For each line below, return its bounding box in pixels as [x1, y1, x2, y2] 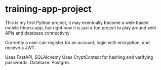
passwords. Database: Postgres [5, 59, 70, 65]
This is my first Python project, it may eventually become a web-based [5, 20, 149, 25]
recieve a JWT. [5, 45, 36, 50]
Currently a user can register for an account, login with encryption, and [5, 39, 150, 45]
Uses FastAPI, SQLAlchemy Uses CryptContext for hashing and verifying [5, 54, 153, 60]
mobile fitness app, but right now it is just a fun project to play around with [5, 24, 157, 30]
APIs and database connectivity [5, 30, 70, 36]
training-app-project [5, 3, 92, 15]
